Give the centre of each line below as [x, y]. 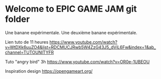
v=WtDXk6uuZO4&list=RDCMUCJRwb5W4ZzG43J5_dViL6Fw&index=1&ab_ [80, 47]
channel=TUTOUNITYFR [30, 52]
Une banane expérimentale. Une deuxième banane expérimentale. [71, 32]
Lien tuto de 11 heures [27, 42]
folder [17, 19]
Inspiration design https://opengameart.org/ [49, 71]
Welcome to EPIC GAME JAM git [71, 9]
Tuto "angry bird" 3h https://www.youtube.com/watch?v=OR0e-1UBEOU [77, 62]
